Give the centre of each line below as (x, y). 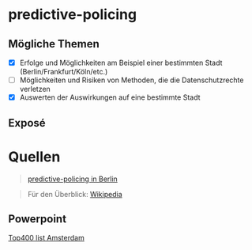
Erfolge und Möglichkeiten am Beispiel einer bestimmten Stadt (121, 62)
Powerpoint (38, 219)
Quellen (34, 157)
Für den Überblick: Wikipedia (75, 194)
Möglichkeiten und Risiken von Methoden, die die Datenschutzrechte (132, 80)
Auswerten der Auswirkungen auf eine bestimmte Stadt (110, 97)
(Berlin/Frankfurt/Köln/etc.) (64, 72)
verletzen (35, 89)
